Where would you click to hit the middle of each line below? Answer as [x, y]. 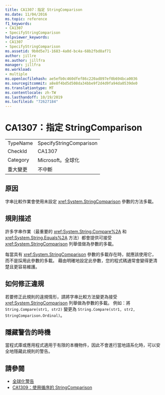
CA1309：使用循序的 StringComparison [52, 388]
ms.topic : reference [26, 19]
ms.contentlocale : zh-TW [31, 93]
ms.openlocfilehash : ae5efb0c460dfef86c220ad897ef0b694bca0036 [71, 79]
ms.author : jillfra [25, 60]
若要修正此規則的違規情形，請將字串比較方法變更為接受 [61, 296]
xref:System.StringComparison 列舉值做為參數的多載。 [61, 244]
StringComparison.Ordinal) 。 [35, 315]
